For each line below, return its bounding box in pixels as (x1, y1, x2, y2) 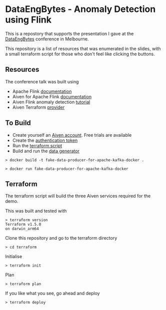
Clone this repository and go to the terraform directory (5, 235, 117, 241)
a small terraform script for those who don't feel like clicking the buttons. (5, 51, 155, 57)
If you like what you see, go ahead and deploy (5, 291, 100, 297)
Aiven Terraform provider (12, 104, 65, 110)
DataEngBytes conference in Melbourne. (5, 36, 89, 42)
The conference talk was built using (5, 78, 79, 84)
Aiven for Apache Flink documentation (12, 93, 91, 99)
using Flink (5, 14, 51, 25)
